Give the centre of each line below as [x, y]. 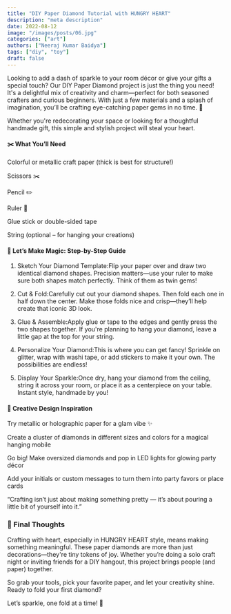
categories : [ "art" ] [37, 39]
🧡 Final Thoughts [36, 524]
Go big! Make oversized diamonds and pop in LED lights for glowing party [112, 458]
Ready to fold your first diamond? [54, 589]
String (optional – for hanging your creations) [71, 234]
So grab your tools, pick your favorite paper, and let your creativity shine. [111, 582]
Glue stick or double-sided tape [52, 221]
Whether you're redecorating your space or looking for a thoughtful [103, 121]
